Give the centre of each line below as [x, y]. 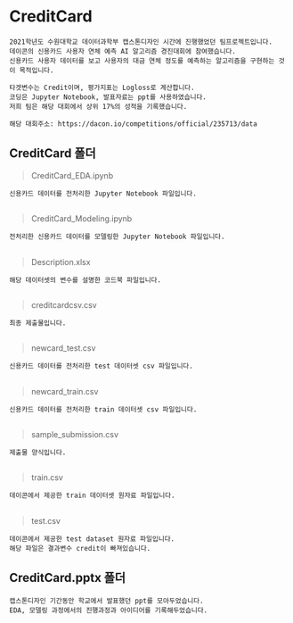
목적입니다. [37, 70]
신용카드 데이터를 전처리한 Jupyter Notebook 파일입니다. [103, 194]
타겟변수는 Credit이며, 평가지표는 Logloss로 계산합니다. [102, 87]
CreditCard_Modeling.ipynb [81, 219]
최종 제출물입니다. [38, 323]
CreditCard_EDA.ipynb [72, 175]
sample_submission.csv [74, 435]
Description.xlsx [61, 262]
